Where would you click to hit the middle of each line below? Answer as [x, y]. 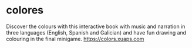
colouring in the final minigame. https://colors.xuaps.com [75, 39]
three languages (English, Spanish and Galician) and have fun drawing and [96, 32]
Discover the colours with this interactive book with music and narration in [96, 26]
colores [25, 10]
